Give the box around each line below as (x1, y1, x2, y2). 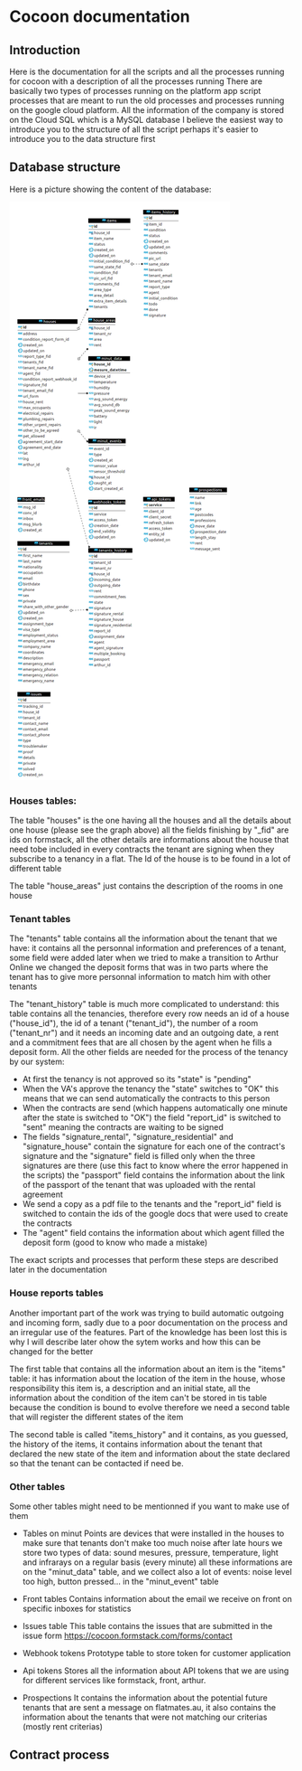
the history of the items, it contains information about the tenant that (9, 1438, 263, 1449)
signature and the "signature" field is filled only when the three (22, 1151, 255, 1162)
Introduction (9, 42, 81, 58)
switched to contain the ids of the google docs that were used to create (22, 1209, 288, 1220)
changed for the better (9, 1345, 94, 1357)
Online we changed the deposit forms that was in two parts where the (9, 962, 269, 973)
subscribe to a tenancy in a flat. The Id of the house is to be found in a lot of (9, 853, 291, 864)
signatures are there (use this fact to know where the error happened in (22, 1160, 288, 1172)
